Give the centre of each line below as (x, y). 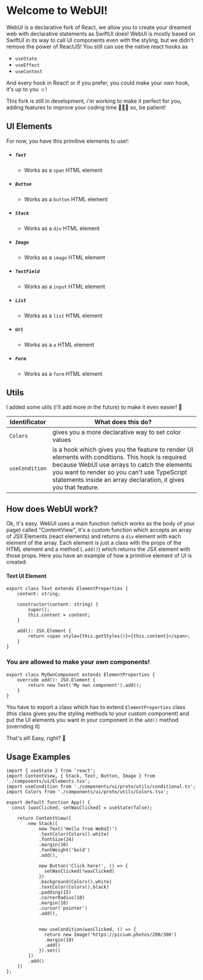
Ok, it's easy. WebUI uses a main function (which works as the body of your (101, 524)
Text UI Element (27, 576)
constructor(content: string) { (58, 605)
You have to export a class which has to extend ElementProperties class (96, 707)
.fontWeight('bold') (64, 850)
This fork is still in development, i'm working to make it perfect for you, (94, 101)
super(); (39, 610)
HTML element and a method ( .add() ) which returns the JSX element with (98, 549)
